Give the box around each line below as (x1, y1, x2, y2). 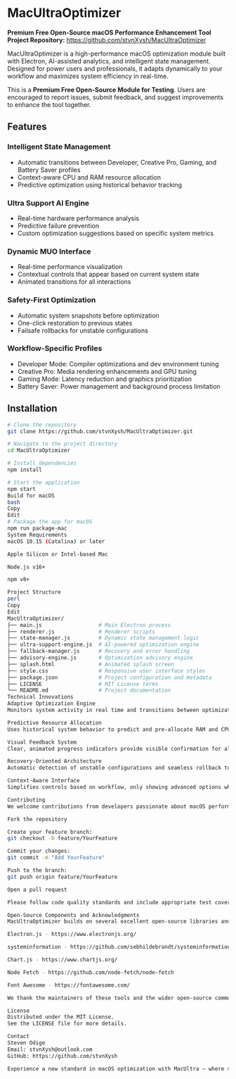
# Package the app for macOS (7, 518, 93, 525)
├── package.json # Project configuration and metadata (7, 674, 212, 681)
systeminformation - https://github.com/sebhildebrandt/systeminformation (7, 944, 231, 951)
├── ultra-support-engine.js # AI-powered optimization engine (7, 641, 199, 649)
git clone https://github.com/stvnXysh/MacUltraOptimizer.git (7, 428, 193, 435)
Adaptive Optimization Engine (7, 700, 96, 707)
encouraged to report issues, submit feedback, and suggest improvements (7, 93, 223, 101)
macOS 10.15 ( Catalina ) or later (7, 537, 105, 545)
